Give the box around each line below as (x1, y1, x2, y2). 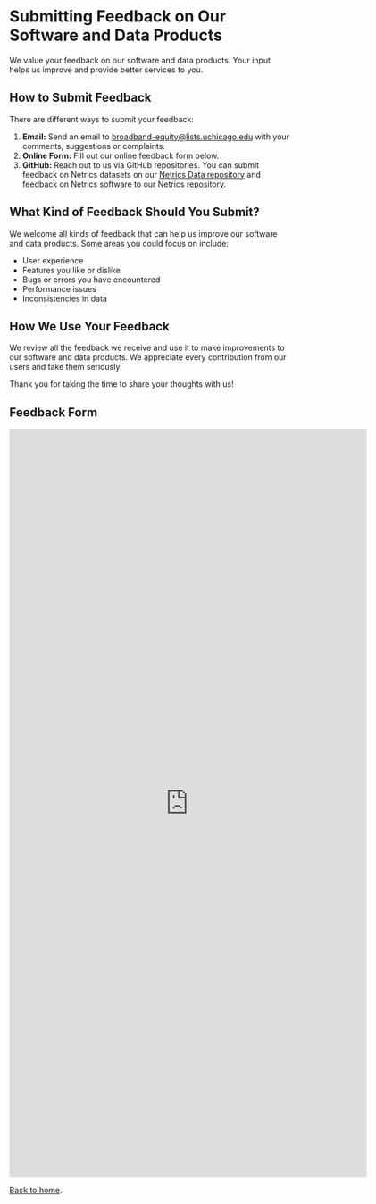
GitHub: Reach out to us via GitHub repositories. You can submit (21, 159, 260, 171)
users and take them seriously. (9, 362, 122, 372)
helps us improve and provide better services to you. (9, 64, 204, 75)
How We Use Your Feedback (9, 319, 170, 334)
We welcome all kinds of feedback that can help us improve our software (9, 228, 279, 238)
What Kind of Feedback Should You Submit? (9, 205, 261, 220)
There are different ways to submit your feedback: (9, 113, 195, 124)
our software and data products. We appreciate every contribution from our (9, 352, 288, 363)
